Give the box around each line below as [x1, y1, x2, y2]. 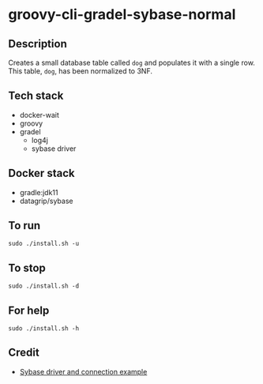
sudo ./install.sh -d [8, 282, 80, 290]
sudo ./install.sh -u [8, 239, 80, 248]
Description [8, 37, 67, 51]
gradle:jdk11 [19, 187, 58, 197]
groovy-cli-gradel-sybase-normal [8, 6, 236, 24]
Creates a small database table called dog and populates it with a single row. [8, 58, 255, 67]
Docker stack [8, 167, 75, 180]
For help [8, 303, 50, 317]
